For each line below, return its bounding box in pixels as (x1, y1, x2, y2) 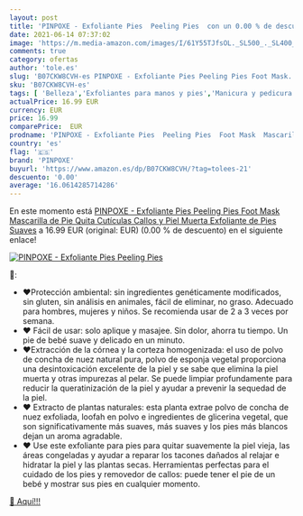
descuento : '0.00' (9, 172, 78, 181)
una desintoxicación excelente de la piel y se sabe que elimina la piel (22, 364, 279, 374)
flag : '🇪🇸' (9, 147, 54, 156)
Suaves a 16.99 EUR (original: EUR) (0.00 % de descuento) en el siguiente (9, 225, 283, 235)
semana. (22, 316, 55, 327)
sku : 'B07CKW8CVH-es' (9, 80, 91, 89)
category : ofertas (9, 55, 78, 64)
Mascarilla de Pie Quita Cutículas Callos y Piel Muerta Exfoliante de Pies (9, 216, 277, 226)
